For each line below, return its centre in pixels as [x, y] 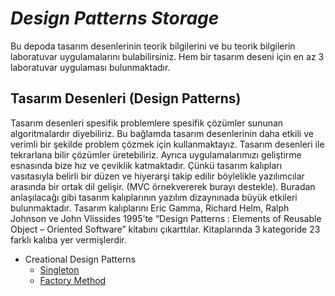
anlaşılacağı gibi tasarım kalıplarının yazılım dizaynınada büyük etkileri [154, 197]
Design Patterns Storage [115, 18]
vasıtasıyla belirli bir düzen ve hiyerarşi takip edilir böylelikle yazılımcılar [157, 176]
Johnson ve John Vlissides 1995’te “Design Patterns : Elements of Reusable [166, 218]
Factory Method [73, 280]
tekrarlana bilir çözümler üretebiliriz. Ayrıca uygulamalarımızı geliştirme [156, 154]
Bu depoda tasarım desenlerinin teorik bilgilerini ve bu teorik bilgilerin [153, 46]
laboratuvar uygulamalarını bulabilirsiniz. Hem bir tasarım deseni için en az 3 [167, 56]
